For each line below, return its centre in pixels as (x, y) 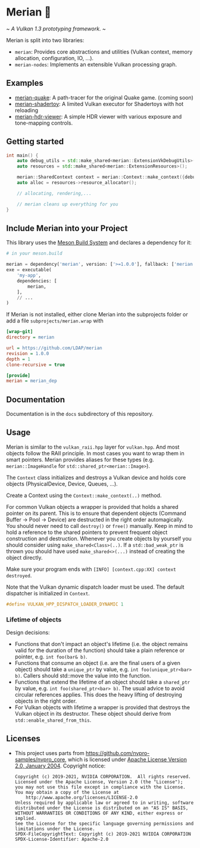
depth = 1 (18, 359)
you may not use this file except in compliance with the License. (100, 787)
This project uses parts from (49, 753)
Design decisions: (28, 633)
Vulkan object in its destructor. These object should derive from (93, 714)
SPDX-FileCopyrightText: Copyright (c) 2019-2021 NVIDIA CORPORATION (103, 834)
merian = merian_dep (32, 381)
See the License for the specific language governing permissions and (104, 824)
